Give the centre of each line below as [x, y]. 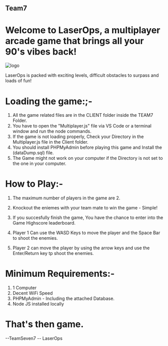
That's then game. [45, 325]
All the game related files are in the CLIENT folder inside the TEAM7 [83, 115]
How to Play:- [34, 184]
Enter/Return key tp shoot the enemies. [53, 253]
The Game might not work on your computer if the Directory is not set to [88, 158]
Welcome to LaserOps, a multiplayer [83, 30]
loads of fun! [18, 81]
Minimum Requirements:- [60, 274]
